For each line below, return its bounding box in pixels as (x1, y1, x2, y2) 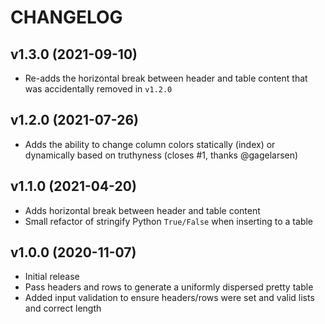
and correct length (24, 302, 102, 315)
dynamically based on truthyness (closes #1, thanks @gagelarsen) (24, 149, 299, 161)
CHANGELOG (10, 6, 123, 29)
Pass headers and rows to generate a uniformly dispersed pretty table (24, 281, 314, 293)
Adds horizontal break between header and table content (24, 204, 261, 216)
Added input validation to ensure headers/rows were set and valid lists (24, 292, 315, 304)
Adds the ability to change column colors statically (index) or (24, 138, 276, 150)
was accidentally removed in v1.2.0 (24, 83, 173, 95)
